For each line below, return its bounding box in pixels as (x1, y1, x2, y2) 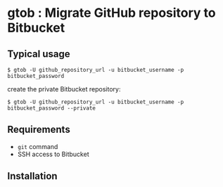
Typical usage (7, 48, 70, 60)
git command (17, 142, 58, 150)
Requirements (7, 124, 70, 136)
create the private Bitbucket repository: (7, 85, 121, 93)
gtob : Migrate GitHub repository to (7, 5, 216, 21)
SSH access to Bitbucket (17, 150, 89, 158)
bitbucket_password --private (7, 105, 96, 112)
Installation (7, 170, 58, 182)
